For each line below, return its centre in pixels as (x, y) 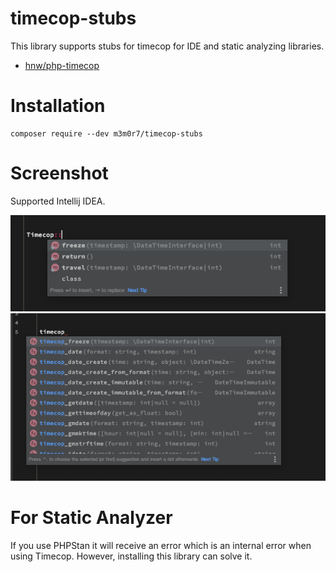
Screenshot (59, 173)
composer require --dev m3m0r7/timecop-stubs (106, 133)
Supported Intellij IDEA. (58, 201)
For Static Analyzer (91, 518)
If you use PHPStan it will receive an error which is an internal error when (161, 545)
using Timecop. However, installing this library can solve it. (131, 556)
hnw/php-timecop (62, 65)
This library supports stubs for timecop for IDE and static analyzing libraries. (167, 46)
